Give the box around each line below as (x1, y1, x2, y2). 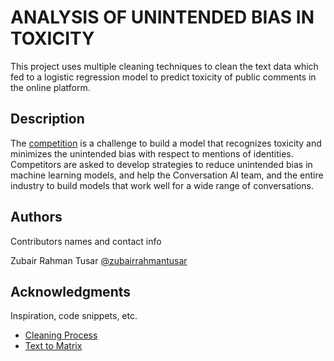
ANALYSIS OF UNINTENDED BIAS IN (10, 6, 315, 29)
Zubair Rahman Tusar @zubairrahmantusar (10, 254, 188, 266)
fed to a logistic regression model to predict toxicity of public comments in (10, 71, 317, 83)
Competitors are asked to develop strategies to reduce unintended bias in (10, 158, 313, 170)
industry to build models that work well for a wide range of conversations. (10, 179, 314, 191)
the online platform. (10, 81, 91, 93)
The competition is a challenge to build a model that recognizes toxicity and (10, 137, 322, 149)
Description (10, 111, 85, 128)
